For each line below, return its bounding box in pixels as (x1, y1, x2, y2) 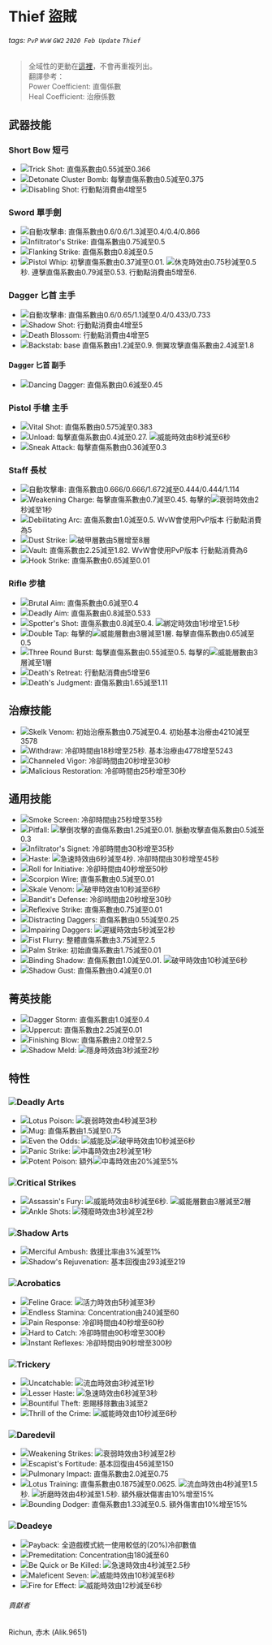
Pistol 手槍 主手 (8, 402, 69, 413)
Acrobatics (16, 1278, 61, 1289)
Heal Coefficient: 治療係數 (28, 92, 116, 101)
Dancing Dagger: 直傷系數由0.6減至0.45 (28, 379, 163, 390)
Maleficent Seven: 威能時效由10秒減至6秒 (28, 1570, 175, 1580)
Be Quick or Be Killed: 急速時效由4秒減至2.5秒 (28, 1560, 191, 1569)
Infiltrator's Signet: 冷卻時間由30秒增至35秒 (28, 844, 175, 853)
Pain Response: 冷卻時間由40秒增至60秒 (28, 1317, 165, 1328)
